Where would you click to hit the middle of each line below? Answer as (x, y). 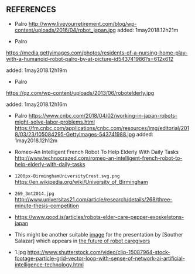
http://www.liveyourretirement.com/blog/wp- (83, 23)
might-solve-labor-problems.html (55, 122)
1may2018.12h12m (36, 141)
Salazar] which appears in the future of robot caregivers (82, 241)
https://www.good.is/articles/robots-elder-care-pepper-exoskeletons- (99, 217)
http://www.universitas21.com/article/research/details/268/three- (93, 199)
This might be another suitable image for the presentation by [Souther (99, 234)
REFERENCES (31, 10)
